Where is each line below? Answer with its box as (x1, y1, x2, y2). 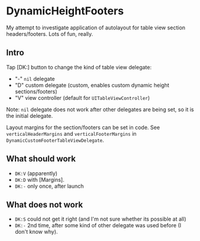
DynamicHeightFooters (6, 4, 124, 18)
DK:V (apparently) (14, 169, 58, 177)
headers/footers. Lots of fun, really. (6, 30, 94, 37)
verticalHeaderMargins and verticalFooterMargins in (6, 130, 137, 137)
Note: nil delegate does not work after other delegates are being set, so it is (6, 106, 194, 113)
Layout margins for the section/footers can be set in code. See (6, 124, 160, 131)
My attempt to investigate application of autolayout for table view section (6, 24, 186, 31)
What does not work (6, 199, 84, 210)
